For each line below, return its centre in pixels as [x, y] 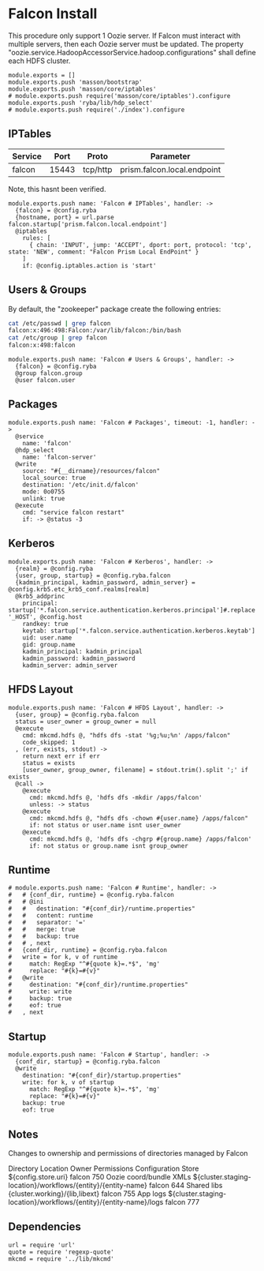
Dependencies [45, 1227]
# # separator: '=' [47, 923]
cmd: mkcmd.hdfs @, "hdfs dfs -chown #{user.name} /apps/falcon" [138, 818]
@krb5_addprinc [40, 596]
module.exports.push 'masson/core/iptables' [82, 89]
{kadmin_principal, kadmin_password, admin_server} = [105, 582]
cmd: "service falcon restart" [74, 512]
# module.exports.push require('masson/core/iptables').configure [119, 96]
